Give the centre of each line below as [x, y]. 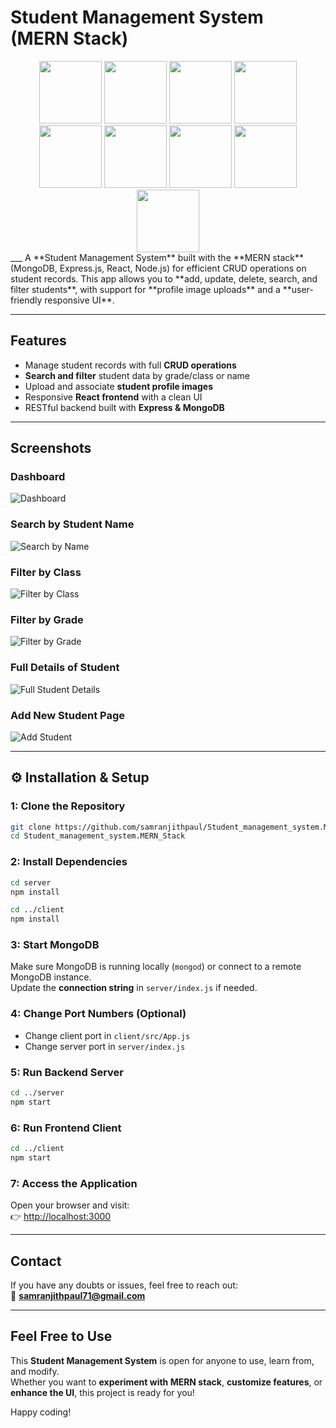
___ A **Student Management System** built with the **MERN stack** [157, 257]
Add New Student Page [68, 715]
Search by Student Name [72, 524]
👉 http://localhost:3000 [61, 1217]
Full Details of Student [65, 668]
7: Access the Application [74, 1183]
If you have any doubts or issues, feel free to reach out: [124, 1285]
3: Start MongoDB [55, 945]
